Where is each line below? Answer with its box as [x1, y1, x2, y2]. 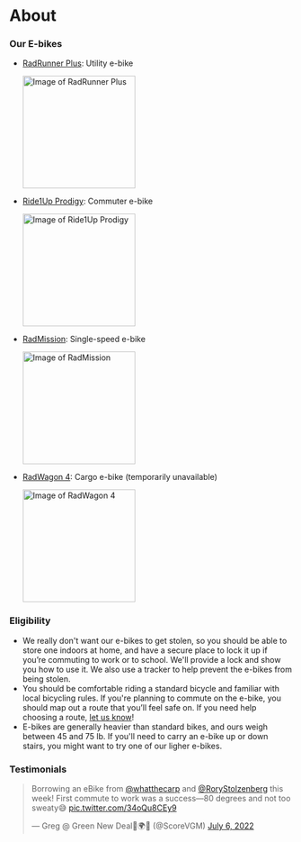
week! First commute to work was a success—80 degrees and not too [31, 793, 291, 804]
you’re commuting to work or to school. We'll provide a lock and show [22, 654, 281, 665]
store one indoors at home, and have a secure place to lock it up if [22, 645, 268, 656]
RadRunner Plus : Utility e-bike [22, 58, 134, 68]
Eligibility [9, 614, 51, 627]
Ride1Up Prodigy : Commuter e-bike [22, 195, 154, 207]
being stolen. [22, 673, 71, 684]
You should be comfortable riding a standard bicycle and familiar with [22, 683, 280, 693]
